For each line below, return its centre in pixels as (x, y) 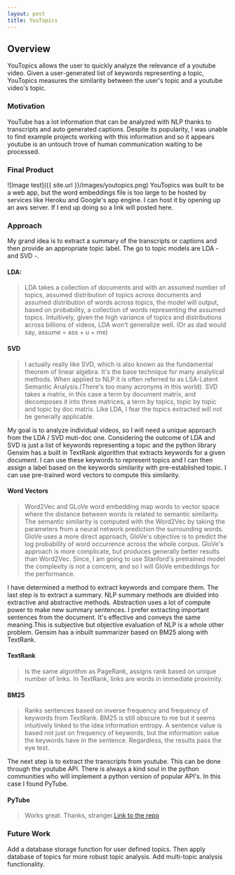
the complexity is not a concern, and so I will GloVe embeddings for (122, 566)
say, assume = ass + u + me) (66, 332)
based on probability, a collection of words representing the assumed (125, 310)
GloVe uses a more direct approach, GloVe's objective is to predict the (126, 536)
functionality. (26, 864)
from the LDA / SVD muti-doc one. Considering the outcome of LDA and (111, 437)
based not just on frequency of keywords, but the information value (122, 733)
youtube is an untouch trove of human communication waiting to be (105, 144)
